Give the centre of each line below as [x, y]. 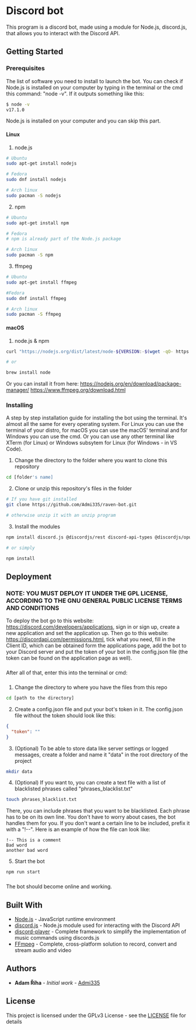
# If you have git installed [41, 499]
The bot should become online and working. [59, 886]
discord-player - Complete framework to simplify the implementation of [100, 931]
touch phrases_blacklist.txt [41, 800]
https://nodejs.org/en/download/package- [131, 384]
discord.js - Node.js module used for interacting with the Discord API [97, 925]
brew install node [28, 373]
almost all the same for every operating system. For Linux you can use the [95, 424]
